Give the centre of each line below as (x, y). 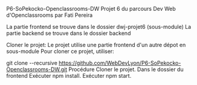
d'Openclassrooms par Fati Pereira (50, 15)
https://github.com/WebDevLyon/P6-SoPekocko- (120, 63)
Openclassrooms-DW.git (37, 69)
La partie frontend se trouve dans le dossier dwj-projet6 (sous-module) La (99, 27)
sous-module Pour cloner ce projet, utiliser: (60, 51)
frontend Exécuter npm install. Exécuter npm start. (69, 76)
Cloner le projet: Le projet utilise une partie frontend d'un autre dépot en (96, 45)
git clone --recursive (32, 63)
